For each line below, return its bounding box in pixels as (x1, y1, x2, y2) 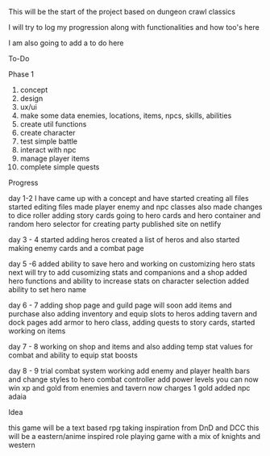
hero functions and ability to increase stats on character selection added (8, 276, 250, 286)
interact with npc (19, 145, 77, 154)
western (8, 440, 36, 450)
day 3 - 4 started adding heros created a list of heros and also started (8, 235, 240, 245)
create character (19, 128, 76, 137)
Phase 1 (8, 69, 35, 79)
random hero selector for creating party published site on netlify (8, 220, 222, 228)
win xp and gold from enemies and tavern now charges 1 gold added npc (8, 383, 251, 392)
